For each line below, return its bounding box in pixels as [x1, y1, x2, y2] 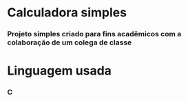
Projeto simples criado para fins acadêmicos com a [7, 29, 182, 39]
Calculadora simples [7, 5, 127, 21]
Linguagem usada [7, 63, 112, 79]
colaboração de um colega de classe [7, 38, 132, 47]
